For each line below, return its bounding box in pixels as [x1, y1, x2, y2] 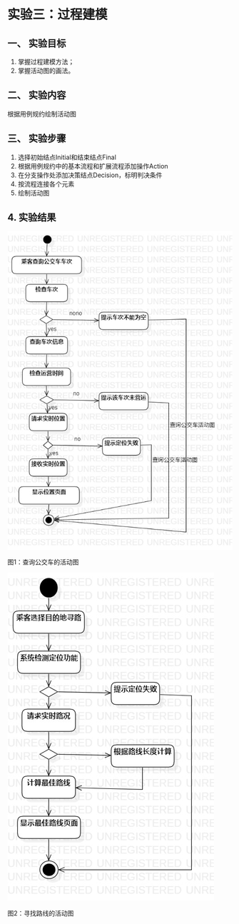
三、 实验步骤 [7, 133, 66, 145]
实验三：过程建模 [7, 6, 108, 23]
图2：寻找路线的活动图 [7, 908, 74, 918]
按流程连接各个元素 [17, 179, 75, 188]
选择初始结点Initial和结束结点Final [17, 153, 116, 161]
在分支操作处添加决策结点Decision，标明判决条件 [17, 171, 163, 179]
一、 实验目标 [7, 37, 66, 49]
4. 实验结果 [7, 211, 56, 224]
